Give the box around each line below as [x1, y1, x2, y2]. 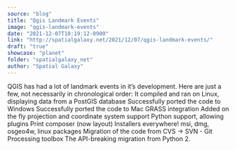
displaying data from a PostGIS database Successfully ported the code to [7, 96, 221, 106]
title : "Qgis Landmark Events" [7, 17, 100, 24]
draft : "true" [7, 43, 49, 50]
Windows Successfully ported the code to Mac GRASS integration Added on [7, 104, 230, 113]
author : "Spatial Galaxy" [7, 63, 83, 70]
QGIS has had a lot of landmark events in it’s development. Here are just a [7, 82, 222, 90]
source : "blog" [7, 10, 52, 18]
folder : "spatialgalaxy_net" [7, 56, 93, 63]
